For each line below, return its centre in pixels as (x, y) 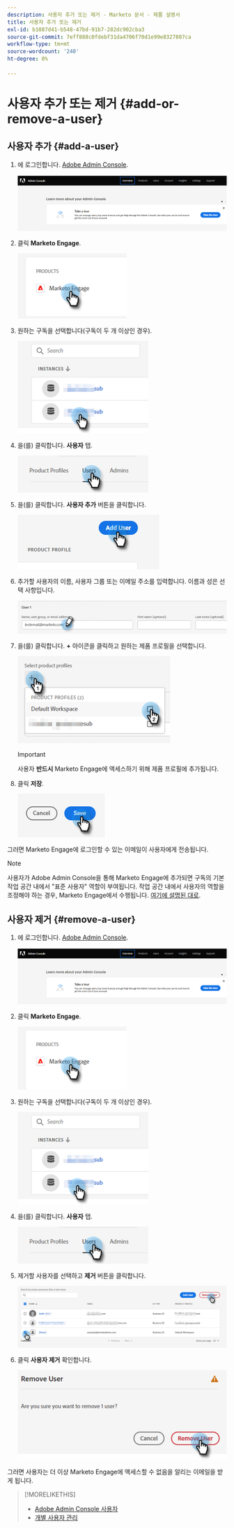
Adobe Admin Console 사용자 (76, 1508)
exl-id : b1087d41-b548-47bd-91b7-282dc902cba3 (76, 29)
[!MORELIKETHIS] (50, 1494)
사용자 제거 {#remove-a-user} (71, 920)
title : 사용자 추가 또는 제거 (45, 22)
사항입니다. (40, 590)
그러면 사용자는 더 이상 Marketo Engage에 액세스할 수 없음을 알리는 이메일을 (111, 1472)
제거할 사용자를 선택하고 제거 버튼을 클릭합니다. (81, 1276)
